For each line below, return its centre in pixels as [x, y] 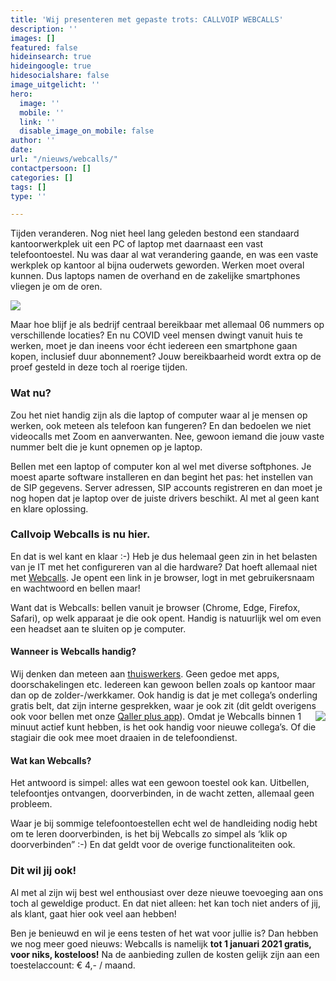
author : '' [33, 141]
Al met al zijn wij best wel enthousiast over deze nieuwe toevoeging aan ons [167, 892]
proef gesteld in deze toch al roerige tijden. [99, 367]
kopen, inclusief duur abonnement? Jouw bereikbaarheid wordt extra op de [166, 357]
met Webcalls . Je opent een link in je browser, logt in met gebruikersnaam [162, 577]
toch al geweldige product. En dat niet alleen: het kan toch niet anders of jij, [165, 903]
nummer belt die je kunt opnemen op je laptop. [106, 447]
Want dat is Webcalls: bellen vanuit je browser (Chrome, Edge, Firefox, [155, 607]
